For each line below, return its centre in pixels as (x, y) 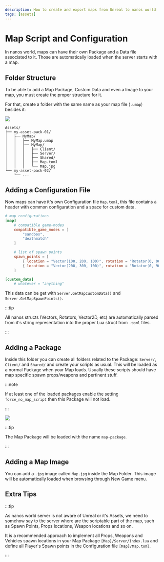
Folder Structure (31, 78)
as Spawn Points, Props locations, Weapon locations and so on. (69, 526)
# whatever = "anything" (39, 284)
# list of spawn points (38, 252)
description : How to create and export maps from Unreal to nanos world (81, 10)
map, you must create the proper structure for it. (54, 95)
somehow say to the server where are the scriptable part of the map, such (80, 521)
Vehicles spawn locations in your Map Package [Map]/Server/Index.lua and (82, 540)
